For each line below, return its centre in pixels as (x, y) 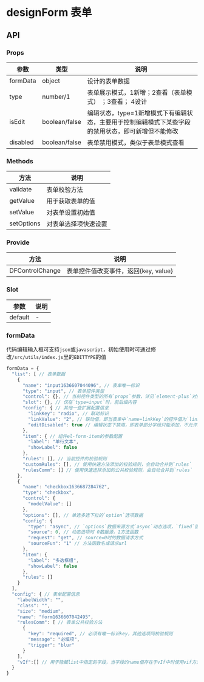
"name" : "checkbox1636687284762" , (66, 487)
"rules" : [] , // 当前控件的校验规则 (65, 459)
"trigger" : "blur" (51, 645)
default (19, 317)
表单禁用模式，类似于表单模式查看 (136, 142)
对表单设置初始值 (71, 213)
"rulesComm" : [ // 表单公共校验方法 (60, 622)
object (51, 81)
